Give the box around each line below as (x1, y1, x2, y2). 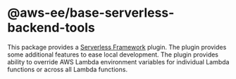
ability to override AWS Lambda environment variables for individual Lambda (7, 57, 230, 66)
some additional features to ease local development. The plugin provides (7, 50, 219, 59)
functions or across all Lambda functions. (7, 65, 128, 73)
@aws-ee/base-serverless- (7, 5, 175, 21)
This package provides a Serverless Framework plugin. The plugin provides (7, 43, 227, 51)
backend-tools (7, 20, 95, 36)
